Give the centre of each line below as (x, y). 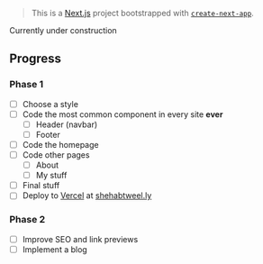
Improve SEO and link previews (80, 239)
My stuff (51, 176)
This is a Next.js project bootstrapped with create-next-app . (142, 13)
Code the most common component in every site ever (122, 114)
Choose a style (50, 104)
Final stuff (41, 186)
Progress (35, 59)
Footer (48, 134)
